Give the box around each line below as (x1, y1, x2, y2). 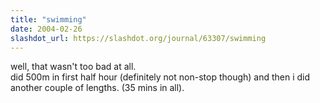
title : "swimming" (10, 14, 87, 25)
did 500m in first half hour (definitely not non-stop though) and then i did (10, 71, 311, 83)
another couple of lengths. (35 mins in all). (10, 82, 185, 94)
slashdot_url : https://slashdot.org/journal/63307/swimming (10, 33, 267, 43)
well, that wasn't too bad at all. (10, 61, 137, 73)
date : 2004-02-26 (10, 24, 83, 34)
